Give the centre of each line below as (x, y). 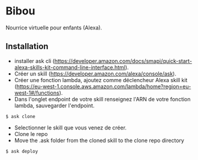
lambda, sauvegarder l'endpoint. (54, 105)
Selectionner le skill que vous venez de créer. (70, 128)
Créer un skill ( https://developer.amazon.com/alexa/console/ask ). (95, 74)
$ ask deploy (22, 151)
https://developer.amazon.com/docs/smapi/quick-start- (123, 61)
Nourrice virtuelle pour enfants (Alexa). (54, 28)
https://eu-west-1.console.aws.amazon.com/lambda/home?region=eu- (104, 86)
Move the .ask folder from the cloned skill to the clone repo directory (99, 140)
